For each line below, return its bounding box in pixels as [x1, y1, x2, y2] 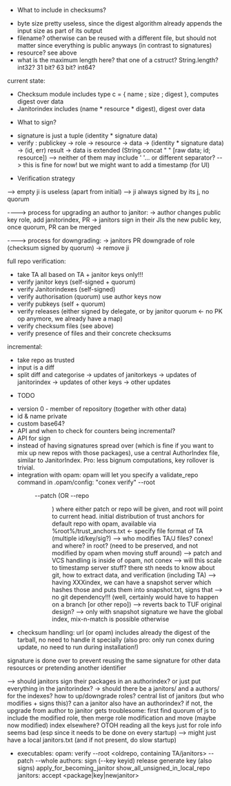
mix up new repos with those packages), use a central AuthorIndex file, [17, 449, 220, 457]
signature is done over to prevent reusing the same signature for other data [7, 656, 221, 664]
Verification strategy [17, 174, 76, 182]
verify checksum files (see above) [17, 322, 114, 330]
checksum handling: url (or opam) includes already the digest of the [17, 629, 210, 636]
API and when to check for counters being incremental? [17, 427, 176, 434]
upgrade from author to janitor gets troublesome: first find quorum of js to [7, 707, 217, 714]
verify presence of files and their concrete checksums [17, 329, 172, 337]
